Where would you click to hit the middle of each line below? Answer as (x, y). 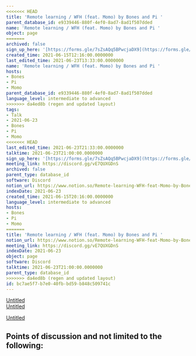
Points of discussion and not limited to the (84, 336)
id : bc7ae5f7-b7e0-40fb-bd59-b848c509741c (58, 284)
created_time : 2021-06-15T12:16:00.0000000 (60, 55)
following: (25, 345)
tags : (13, 109)
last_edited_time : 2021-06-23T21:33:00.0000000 (65, 148)
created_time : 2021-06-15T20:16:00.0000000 (60, 197)
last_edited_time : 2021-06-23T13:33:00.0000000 (65, 60)
